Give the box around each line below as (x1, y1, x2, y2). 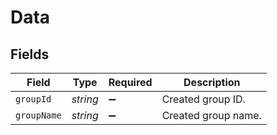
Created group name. (161, 109, 262, 122)
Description (183, 76, 241, 89)
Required (108, 76, 153, 89)
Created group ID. (161, 92, 246, 106)
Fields (10, 46, 50, 63)
